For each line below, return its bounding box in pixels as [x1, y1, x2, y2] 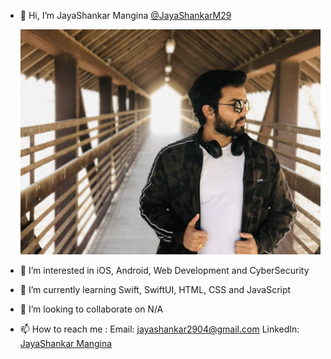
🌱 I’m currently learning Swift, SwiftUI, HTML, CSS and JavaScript [19, 284, 292, 296]
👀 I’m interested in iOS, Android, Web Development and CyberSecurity [19, 265, 310, 277]
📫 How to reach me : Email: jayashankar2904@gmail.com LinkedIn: [19, 323, 300, 335]
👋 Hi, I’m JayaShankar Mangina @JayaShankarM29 [19, 10, 232, 21]
